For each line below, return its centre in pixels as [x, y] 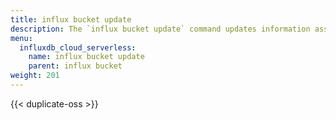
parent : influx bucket [75, 66]
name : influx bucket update [86, 57]
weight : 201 [35, 76]
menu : [21, 38]
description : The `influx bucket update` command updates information [160, 29]
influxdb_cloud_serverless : [78, 47]
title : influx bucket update [71, 19]
